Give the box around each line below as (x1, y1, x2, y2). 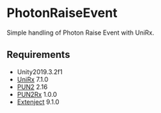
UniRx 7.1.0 (16, 75, 49, 83)
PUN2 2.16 (16, 83, 48, 91)
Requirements (6, 49, 70, 61)
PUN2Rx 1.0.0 (16, 90, 57, 98)
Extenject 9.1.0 (16, 97, 60, 106)
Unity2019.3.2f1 (16, 67, 63, 76)
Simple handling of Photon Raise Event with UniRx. (6, 28, 155, 37)
